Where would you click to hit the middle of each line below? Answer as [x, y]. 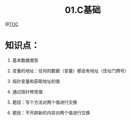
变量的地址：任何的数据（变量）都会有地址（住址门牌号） [70, 71]
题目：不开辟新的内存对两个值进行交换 [51, 113]
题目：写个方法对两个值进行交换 [45, 102]
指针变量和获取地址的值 [36, 81]
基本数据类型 [25, 60]
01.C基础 [83, 10]
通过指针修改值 [27, 91]
